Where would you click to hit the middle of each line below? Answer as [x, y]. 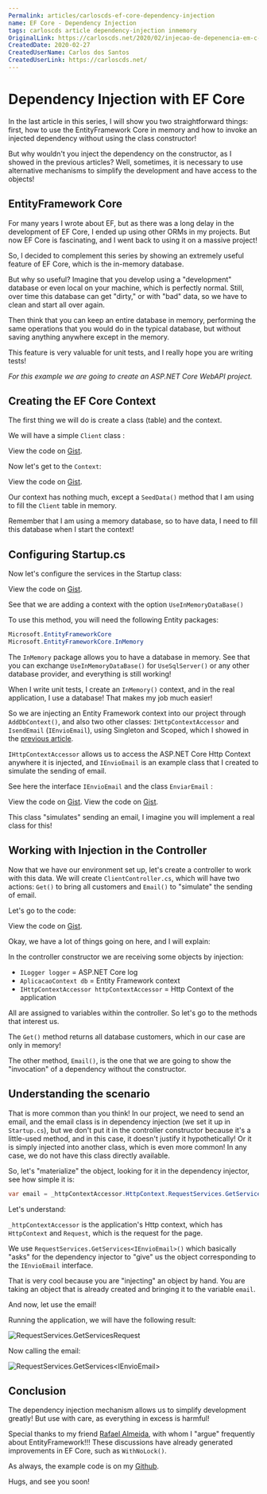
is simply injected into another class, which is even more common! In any [128, 1147]
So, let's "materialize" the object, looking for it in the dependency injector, [129, 1170]
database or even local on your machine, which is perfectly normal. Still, [126, 288]
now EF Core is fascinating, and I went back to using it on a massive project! [133, 240]
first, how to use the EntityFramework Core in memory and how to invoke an [133, 130]
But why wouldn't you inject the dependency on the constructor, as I [120, 153]
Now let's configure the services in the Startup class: [95, 574]
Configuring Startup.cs [67, 555]
